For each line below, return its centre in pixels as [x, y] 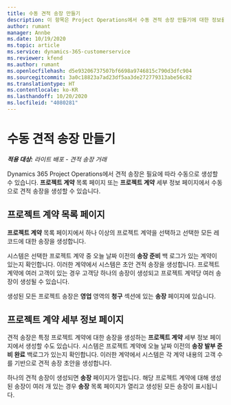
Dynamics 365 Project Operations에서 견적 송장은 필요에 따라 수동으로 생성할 [113, 174]
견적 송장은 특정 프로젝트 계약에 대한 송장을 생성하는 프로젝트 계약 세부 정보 [108, 338]
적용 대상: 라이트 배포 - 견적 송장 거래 [57, 159]
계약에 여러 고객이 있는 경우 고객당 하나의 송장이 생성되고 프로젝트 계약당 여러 [111, 273]
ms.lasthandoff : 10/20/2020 [47, 97]
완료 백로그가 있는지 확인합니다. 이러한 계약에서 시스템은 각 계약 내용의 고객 [115, 355]
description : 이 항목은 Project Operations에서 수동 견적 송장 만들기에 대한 [108, 20]
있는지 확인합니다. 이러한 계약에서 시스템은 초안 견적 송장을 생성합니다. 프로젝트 [113, 264]
